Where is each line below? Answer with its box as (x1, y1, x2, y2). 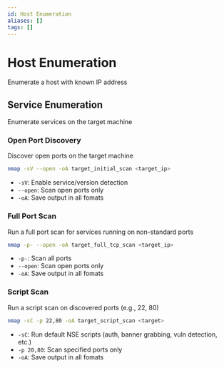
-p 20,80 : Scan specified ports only (17, 345, 123, 354)
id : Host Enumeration (7, 10, 72, 18)
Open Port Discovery (7, 136, 81, 145)
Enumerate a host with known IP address (7, 78, 128, 86)
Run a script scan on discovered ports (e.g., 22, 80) (7, 303, 159, 312)
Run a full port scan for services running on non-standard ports (7, 228, 194, 236)
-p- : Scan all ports (17, 254, 72, 262)
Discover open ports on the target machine (7, 151, 134, 160)
